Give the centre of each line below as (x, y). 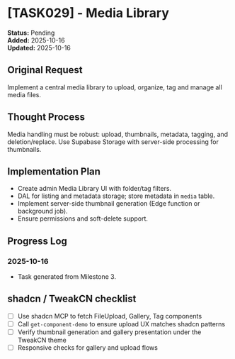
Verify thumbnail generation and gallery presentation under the (109, 332)
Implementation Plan (54, 171)
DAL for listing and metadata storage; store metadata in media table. (116, 196)
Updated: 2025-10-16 (39, 48)
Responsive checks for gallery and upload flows (87, 348)
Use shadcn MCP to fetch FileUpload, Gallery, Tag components (110, 316)
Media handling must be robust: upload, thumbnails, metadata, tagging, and (118, 134)
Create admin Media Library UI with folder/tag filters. (94, 189)
